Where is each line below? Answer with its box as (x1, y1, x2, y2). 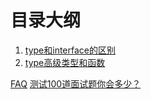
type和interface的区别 (24, 44, 116, 56)
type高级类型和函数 (24, 56, 106, 68)
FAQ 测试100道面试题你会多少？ (10, 77, 142, 90)
